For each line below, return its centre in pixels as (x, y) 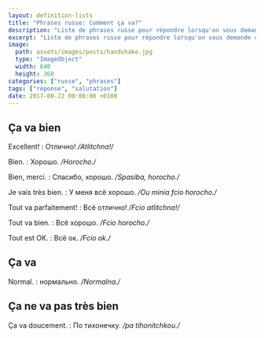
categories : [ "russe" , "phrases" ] (65, 81)
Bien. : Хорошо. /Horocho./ (52, 162)
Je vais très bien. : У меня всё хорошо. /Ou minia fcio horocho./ (113, 193)
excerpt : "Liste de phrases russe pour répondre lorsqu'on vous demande (130, 37)
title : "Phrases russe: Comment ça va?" (75, 23)
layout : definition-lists (50, 15)
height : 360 (35, 74)
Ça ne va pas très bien (64, 306)
